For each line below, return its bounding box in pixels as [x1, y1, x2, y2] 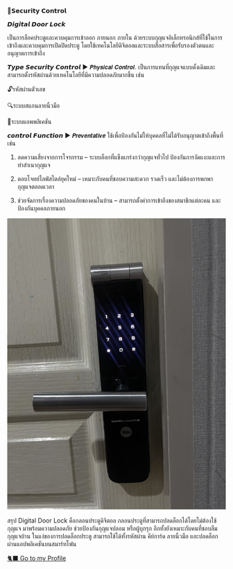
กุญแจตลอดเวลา [17, 182, 54, 191]
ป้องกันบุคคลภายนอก [17, 204, 66, 212]
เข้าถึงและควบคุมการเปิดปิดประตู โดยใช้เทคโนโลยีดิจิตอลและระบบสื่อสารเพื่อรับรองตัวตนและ [7, 42, 215, 49]
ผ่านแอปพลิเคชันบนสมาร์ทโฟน [7, 540, 77, 548]
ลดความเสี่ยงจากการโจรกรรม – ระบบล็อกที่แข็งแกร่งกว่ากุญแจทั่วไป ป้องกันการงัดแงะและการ [17, 153, 225, 161]
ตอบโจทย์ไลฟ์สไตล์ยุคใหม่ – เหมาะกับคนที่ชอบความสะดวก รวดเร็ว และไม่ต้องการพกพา [17, 175, 214, 183]
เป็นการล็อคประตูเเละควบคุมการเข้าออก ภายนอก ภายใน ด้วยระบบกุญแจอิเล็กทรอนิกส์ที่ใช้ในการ [7, 33, 223, 42]
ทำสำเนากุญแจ [17, 161, 51, 169]
